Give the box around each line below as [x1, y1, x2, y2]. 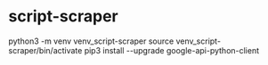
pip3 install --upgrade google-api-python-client [84, 45, 260, 55]
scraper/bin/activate [8, 45, 83, 55]
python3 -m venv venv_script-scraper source [8, 36, 175, 46]
